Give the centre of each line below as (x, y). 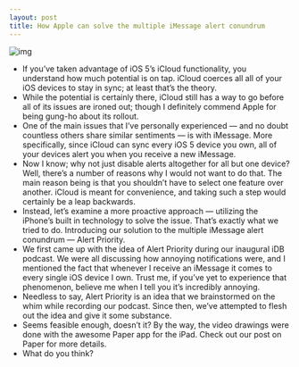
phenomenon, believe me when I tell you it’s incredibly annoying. (141, 287)
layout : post (33, 17)
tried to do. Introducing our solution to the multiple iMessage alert (143, 229)
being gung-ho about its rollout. (80, 116)
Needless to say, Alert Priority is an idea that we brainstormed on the (149, 296)
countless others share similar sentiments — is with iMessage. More (147, 135)
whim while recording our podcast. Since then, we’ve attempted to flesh (154, 305)
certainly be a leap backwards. (79, 201)
